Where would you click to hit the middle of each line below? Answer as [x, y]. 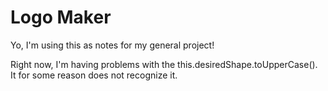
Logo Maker [61, 17]
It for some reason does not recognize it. [94, 75]
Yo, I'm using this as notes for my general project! [112, 45]
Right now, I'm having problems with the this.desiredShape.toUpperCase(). [164, 64]
